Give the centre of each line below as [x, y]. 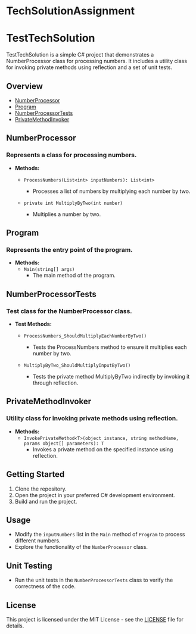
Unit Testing [29, 566]
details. [15, 626]
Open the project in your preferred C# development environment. [95, 495]
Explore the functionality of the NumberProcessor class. [81, 547]
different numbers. [38, 541]
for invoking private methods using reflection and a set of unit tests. [89, 67]
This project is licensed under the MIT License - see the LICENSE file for [95, 619]
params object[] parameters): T [64, 444]
